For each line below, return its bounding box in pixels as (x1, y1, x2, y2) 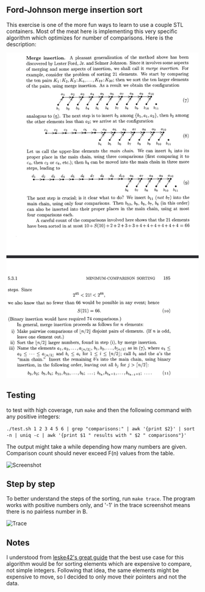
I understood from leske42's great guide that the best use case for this (6, 554, 184, 561)
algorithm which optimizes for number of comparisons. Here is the (6, 34, 173, 42)
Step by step (6, 479, 56, 489)
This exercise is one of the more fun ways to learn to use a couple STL (6, 21, 184, 28)
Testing (6, 390, 36, 400)
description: (6, 40, 37, 48)
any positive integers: (6, 413, 60, 420)
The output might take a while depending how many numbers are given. (6, 442, 187, 450)
